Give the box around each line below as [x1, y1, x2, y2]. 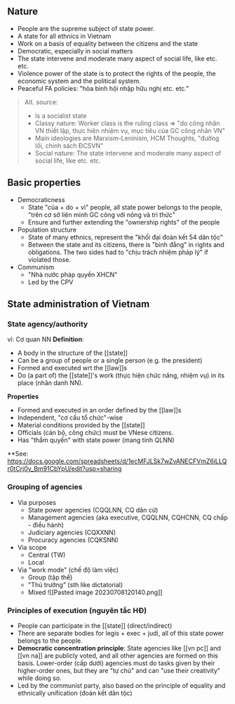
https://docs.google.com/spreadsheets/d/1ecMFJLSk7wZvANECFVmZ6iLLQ [7, 457, 227, 465]
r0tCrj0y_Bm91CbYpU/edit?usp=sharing [7, 465, 122, 473]
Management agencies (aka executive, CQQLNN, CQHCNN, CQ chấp [27, 513, 228, 522]
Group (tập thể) [27, 573, 73, 582]
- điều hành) [27, 520, 65, 529]
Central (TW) [27, 551, 66, 559]
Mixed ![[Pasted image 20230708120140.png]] [27, 588, 163, 596]
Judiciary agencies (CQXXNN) [27, 528, 116, 536]
